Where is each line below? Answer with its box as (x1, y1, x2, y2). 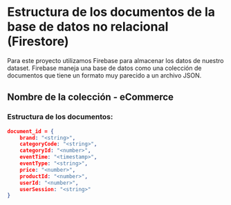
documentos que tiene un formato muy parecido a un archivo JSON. (7, 71, 202, 80)
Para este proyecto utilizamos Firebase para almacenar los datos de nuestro (7, 56, 224, 64)
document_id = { (7, 127, 54, 135)
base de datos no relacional (7, 19, 169, 35)
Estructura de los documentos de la (7, 4, 216, 20)
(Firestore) (7, 34, 69, 49)
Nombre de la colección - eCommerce (7, 91, 174, 103)
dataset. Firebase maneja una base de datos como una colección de (7, 64, 202, 72)
